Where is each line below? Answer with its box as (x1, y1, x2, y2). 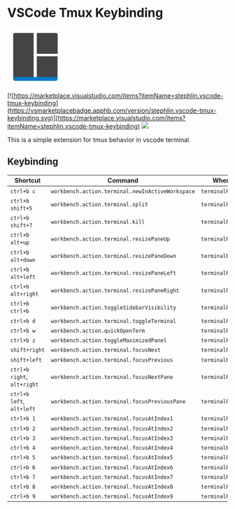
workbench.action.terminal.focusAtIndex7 (50, 473, 173, 480)
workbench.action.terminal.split (50, 201, 148, 208)
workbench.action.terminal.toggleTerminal (50, 317, 177, 324)
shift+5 (10, 205, 33, 212)
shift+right (10, 347, 45, 354)
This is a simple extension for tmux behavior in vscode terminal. (7, 135, 191, 144)
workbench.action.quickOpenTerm (50, 327, 145, 334)
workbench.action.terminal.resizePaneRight (50, 287, 180, 294)
